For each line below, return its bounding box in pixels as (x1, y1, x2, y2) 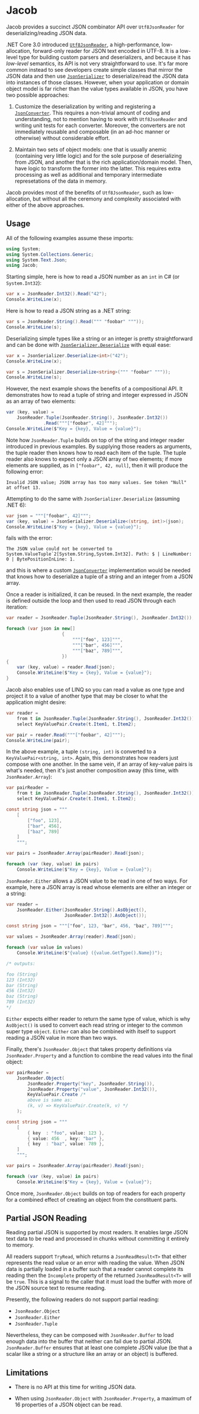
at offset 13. (6, 485, 41, 491)
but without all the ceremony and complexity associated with (32, 195, 181, 202)
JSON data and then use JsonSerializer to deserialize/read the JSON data (6, 72, 188, 79)
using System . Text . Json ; (6, 257, 68, 263)
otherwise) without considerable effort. (14, 134, 111, 141)
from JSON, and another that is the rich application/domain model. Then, (14, 158, 192, 165)
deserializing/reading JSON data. (6, 29, 87, 36)
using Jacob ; (6, 262, 38, 269)
